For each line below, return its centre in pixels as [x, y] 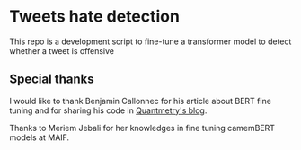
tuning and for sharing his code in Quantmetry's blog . [108, 110]
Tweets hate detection [94, 17]
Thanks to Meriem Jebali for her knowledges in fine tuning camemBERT [142, 128]
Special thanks [52, 79]
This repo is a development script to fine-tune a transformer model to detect [150, 41]
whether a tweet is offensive [62, 50]
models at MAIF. [40, 137]
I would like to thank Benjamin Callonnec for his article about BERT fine [141, 101]
